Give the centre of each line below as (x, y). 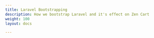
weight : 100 (17, 19)
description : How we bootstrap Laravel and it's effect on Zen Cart (77, 14)
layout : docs (19, 23)
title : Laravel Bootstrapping (36, 10)
